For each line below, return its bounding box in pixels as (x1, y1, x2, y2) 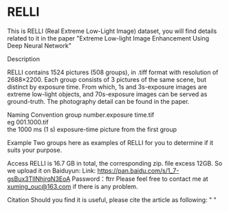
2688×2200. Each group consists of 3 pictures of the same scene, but (7, 75, 206, 83)
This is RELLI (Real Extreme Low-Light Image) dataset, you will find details (7, 27, 217, 35)
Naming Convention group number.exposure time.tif (7, 111, 155, 119)
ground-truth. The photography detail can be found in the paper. (7, 97, 190, 105)
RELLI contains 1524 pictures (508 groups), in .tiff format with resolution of (7, 68, 219, 76)
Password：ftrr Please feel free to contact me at (72, 175, 208, 183)
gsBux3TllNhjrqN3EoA (7, 175, 71, 183)
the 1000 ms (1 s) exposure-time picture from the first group (7, 125, 177, 133)
